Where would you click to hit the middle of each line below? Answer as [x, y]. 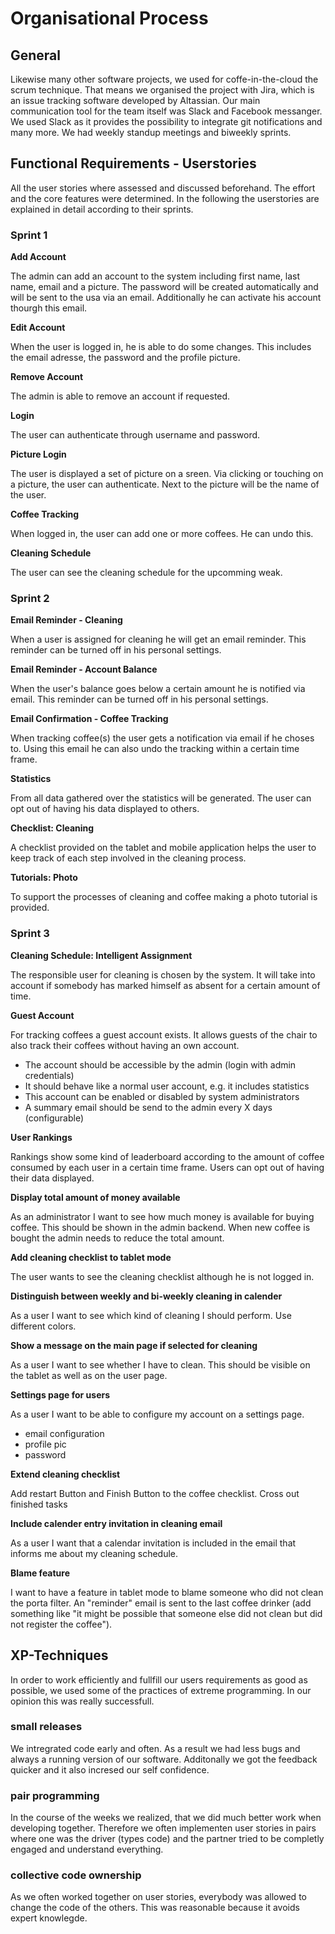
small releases [46, 1727]
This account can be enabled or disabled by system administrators [162, 1096]
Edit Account [38, 328]
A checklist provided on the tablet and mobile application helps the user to [163, 848]
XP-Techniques [59, 1655]
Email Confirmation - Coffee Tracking [89, 719]
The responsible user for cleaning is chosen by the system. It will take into [163, 974]
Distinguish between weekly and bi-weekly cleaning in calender [146, 1296]
